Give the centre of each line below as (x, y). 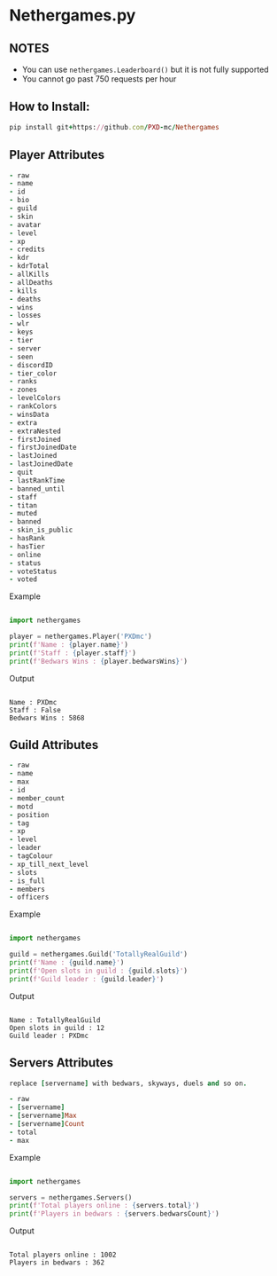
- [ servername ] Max (43, 1116)
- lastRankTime (37, 480)
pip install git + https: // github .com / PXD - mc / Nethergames (114, 127)
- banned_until (37, 489)
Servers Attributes (61, 1063)
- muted (23, 514)
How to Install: (50, 107)
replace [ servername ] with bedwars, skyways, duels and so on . (128, 1083)
